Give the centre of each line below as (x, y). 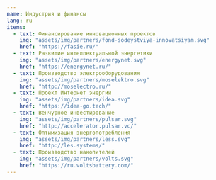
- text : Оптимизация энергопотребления (72, 133)
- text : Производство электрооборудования (76, 73)
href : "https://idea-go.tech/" (66, 106)
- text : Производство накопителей (64, 152)
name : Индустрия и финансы (46, 14)
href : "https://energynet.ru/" (66, 67)
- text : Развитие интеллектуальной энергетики (83, 54)
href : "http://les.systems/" (62, 146)
